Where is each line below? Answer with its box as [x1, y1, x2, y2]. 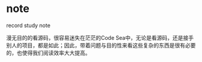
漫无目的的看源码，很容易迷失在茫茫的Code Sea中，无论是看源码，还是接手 [6, 34, 194, 41]
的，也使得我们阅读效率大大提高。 [6, 49, 91, 56]
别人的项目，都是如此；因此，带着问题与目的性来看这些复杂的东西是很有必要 [6, 42, 196, 49]
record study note [6, 22, 51, 29]
